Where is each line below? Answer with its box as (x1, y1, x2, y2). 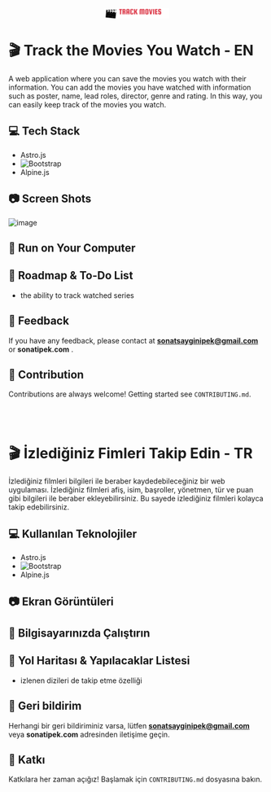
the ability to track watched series (20, 290, 134, 300)
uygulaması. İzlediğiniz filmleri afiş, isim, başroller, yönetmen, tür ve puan (8, 485, 254, 495)
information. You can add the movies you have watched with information (8, 82, 251, 92)
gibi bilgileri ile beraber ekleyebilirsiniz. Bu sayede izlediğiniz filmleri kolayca (8, 493, 264, 504)
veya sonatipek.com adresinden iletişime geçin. (8, 729, 170, 739)
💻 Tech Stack (8, 125, 81, 138)
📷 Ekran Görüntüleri (8, 594, 114, 608)
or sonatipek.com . (8, 344, 74, 354)
